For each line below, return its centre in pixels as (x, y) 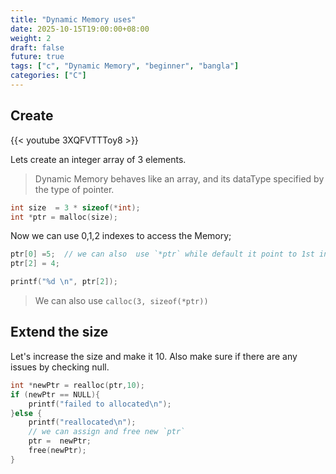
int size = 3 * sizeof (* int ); (75, 207)
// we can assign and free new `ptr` (107, 432)
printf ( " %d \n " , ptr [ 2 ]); (64, 282)
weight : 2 (31, 38)
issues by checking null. (60, 367)
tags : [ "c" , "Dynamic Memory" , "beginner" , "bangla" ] (125, 66)
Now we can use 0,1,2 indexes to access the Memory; (121, 236)
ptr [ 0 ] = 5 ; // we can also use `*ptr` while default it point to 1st (162, 254)
